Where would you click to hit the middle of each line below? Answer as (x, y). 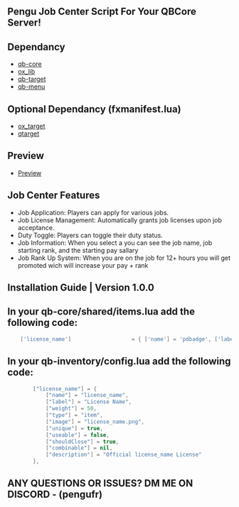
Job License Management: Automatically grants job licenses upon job (120, 220)
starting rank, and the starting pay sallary (78, 250)
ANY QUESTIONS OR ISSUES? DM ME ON (100, 483)
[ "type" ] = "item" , (74, 415)
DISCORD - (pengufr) (55, 495)
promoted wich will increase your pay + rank (83, 265)
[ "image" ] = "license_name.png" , (95, 422)
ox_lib (26, 72)
